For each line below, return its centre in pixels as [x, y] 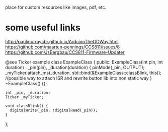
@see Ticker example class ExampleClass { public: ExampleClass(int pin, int [84, 62]
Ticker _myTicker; [24, 97]
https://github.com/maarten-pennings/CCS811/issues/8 [62, 47]
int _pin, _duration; [28, 93]
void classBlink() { [27, 106]
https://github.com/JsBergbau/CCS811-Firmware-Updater [65, 52]
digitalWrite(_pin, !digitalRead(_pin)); [54, 110]
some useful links [43, 28]
